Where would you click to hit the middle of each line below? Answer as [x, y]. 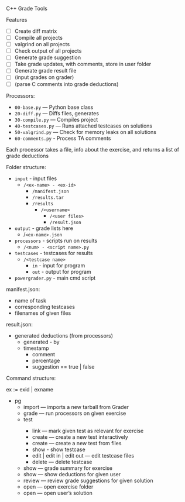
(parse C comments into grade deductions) [66, 84]
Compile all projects [39, 38]
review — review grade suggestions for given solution [88, 480]
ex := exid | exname [30, 389]
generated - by [41, 342]
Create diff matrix [36, 31]
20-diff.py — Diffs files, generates [57, 113]
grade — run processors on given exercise [75, 413]
